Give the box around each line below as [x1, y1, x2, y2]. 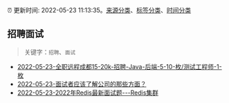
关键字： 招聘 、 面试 [24, 48, 76, 56]
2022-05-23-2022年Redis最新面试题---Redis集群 [17, 88, 159, 97]
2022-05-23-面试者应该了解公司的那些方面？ [17, 79, 147, 88]
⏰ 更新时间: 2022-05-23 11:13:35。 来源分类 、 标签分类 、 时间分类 [7, 6, 192, 14]
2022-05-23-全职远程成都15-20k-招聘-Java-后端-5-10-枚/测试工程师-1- [17, 62, 223, 71]
